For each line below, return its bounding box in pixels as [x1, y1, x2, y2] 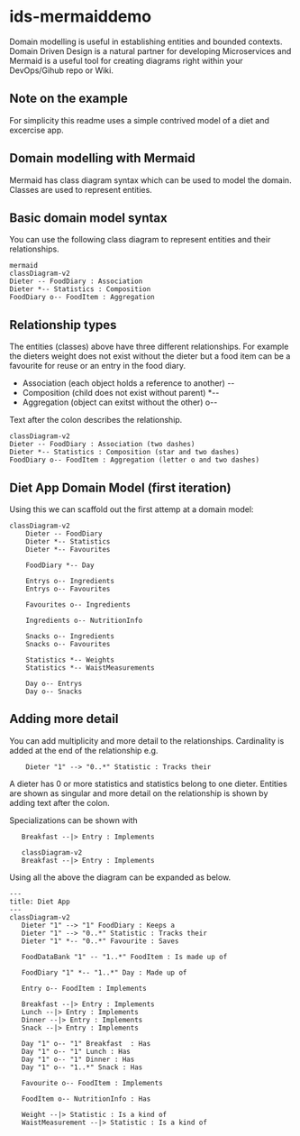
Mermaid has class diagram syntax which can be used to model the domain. [9, 174, 292, 186]
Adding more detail [9, 711, 119, 727]
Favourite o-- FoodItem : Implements [21, 1078, 164, 1087]
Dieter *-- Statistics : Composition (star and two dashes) [9, 448, 241, 457]
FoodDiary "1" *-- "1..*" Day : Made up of [21, 967, 187, 977]
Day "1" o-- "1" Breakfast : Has [21, 1039, 151, 1048]
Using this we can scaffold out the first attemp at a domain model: [9, 504, 254, 515]
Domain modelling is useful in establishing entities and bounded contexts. [9, 36, 283, 47]
